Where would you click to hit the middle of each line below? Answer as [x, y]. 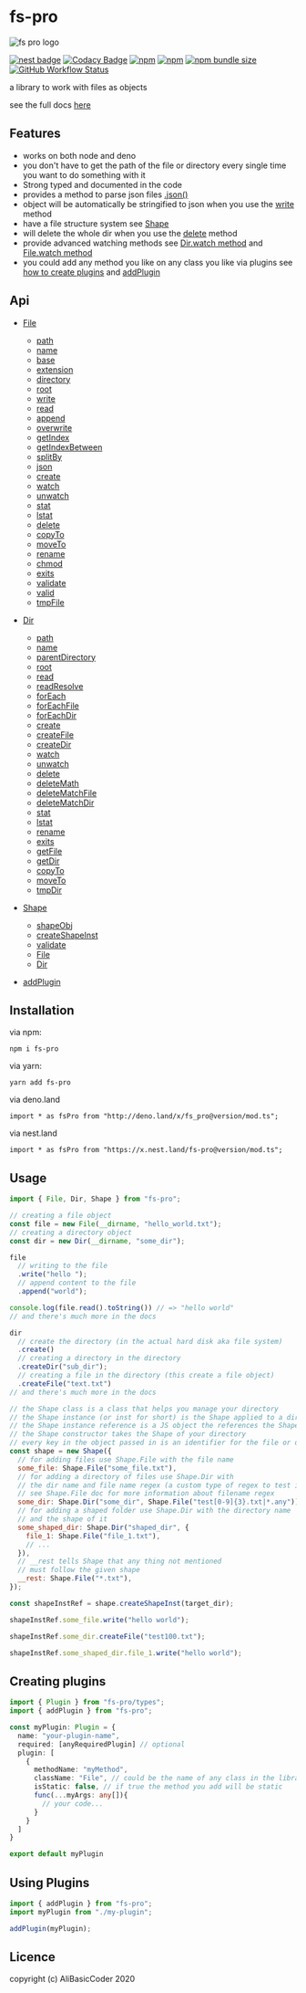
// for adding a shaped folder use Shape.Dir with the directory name [154, 1511]
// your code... [73, 1804]
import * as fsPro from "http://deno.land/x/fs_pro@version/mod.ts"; [144, 1117]
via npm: [26, 1033]
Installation [42, 1010]
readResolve [60, 686]
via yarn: [26, 1066]
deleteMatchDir [65, 802]
